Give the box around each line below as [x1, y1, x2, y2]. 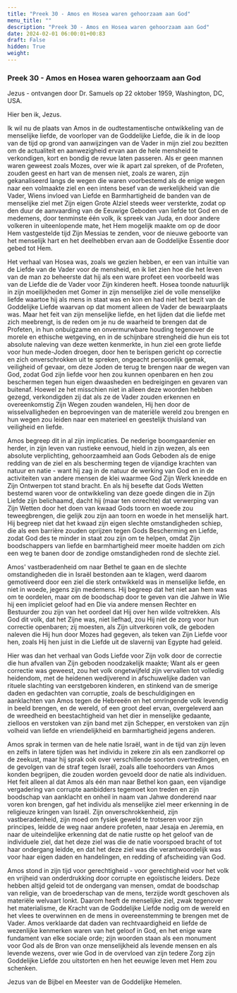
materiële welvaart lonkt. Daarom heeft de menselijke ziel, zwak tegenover [7, 896, 224, 905]
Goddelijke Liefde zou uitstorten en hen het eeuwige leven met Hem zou [7, 956, 217, 965]
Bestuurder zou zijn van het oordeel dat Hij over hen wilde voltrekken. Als [7, 608, 221, 617]
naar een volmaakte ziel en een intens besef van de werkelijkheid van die [7, 184, 220, 193]
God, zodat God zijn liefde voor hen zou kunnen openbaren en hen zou [7, 370, 214, 379]
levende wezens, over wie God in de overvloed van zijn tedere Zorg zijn [7, 949, 215, 958]
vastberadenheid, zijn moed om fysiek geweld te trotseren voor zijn [7, 815, 203, 823]
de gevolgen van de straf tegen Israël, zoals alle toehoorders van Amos [7, 763, 215, 771]
